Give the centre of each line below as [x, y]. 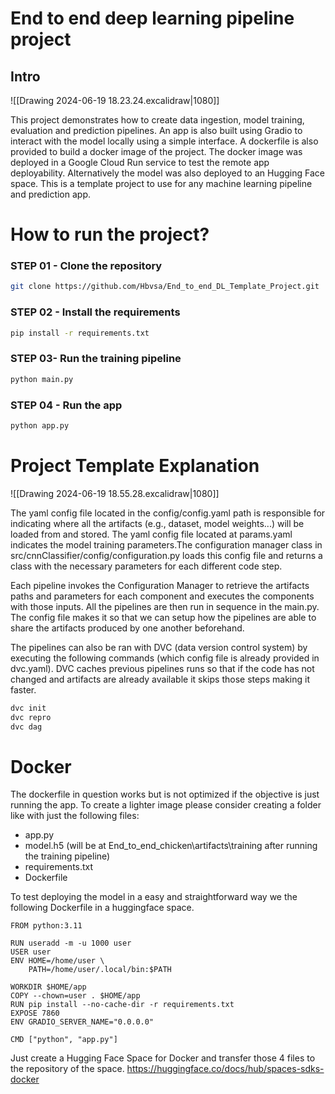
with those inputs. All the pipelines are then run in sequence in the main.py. [165, 606]
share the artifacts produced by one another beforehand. [127, 628]
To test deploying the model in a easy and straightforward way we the [154, 897]
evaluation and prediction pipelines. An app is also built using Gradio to [156, 130]
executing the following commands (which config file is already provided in [165, 658]
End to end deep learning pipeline [152, 18]
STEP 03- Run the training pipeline [96, 359]
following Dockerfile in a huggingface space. [102, 908]
